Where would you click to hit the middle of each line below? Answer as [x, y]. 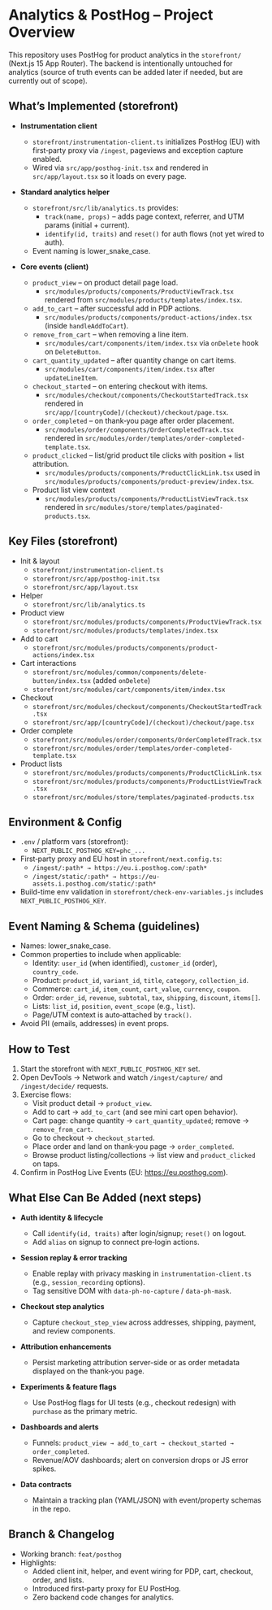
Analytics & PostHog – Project [111, 15]
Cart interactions [48, 663]
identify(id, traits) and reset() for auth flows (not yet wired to [155, 233]
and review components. [73, 1330]
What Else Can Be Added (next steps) [105, 1198]
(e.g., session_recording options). [89, 1281]
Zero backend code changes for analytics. [103, 1597]
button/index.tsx [62, 681]
